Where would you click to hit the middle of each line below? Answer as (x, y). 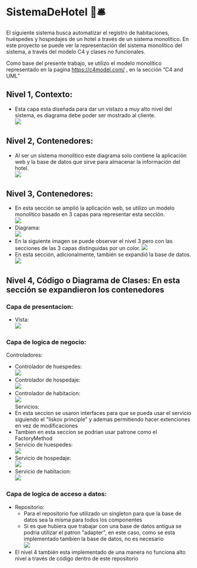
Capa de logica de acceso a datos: (56, 494)
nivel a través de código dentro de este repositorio (76, 558)
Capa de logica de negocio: (46, 342)
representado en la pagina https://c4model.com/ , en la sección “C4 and (95, 69)
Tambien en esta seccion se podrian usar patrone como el (86, 432)
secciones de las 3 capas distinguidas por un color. (77, 248)
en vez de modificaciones (46, 426)
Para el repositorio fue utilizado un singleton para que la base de (103, 513)
